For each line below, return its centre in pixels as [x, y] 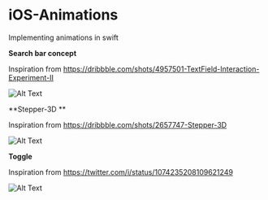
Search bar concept [43, 53]
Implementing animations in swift [64, 37]
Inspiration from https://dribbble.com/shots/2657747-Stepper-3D [118, 124]
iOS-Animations [63, 15]
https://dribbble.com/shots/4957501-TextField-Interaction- [161, 69]
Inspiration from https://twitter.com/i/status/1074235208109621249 [121, 172]
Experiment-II [31, 77]
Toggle [20, 156]
